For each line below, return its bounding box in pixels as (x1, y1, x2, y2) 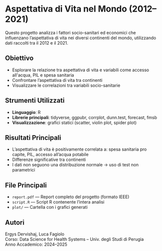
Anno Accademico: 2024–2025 (5, 241, 67, 247)
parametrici (12, 167, 35, 173)
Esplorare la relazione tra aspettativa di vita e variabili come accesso (12, 67, 149, 73)
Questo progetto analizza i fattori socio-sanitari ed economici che (5, 30, 136, 35)
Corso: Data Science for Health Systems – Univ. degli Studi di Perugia (5, 236, 144, 242)
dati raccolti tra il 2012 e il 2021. (5, 40, 68, 46)
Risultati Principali (5, 133, 62, 141)
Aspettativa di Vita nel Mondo (5, 3, 127, 15)
